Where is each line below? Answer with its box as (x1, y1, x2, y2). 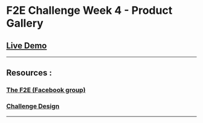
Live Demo (6, 40, 47, 51)
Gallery (6, 16, 43, 30)
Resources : (6, 68, 53, 78)
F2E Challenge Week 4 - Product (6, 4, 173, 17)
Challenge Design (6, 102, 60, 110)
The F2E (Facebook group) (6, 86, 86, 94)
